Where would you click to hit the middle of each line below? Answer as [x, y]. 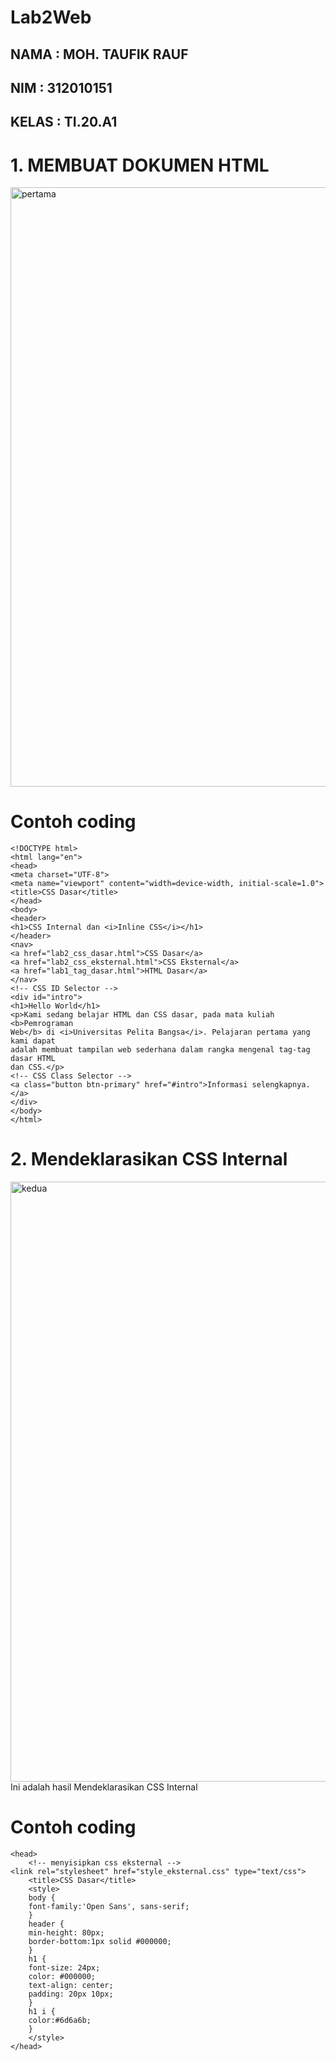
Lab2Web [51, 17]
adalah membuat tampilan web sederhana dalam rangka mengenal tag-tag [160, 1050]
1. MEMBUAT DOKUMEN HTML [140, 165]
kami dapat [33, 1041]
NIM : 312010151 [61, 87]
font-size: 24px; [64, 1968]
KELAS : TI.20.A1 [64, 122]
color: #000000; [62, 1977]
